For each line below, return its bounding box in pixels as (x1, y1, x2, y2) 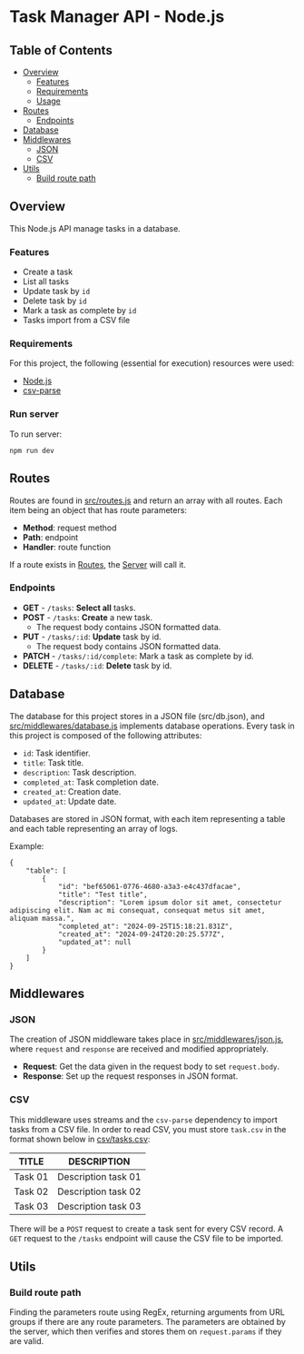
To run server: (9, 429, 63, 440)
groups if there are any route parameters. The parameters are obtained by (9, 1317, 286, 1328)
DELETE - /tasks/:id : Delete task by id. (22, 660, 172, 671)
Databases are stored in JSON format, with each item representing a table (9, 813, 286, 824)
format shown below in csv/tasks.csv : (9, 1133, 151, 1144)
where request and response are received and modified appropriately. (9, 1043, 270, 1054)
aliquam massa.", (9, 914, 75, 923)
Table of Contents (9, 43, 113, 58)
